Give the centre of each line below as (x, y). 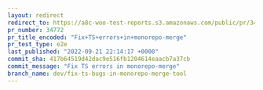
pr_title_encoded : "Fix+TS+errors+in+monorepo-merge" (97, 37)
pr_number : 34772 (36, 30)
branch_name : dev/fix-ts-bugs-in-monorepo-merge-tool (97, 74)
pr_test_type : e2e (37, 45)
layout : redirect (36, 15)
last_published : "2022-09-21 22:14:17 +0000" (83, 52)
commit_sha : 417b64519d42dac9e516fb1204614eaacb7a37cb (99, 59)
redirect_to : (29, 23)
